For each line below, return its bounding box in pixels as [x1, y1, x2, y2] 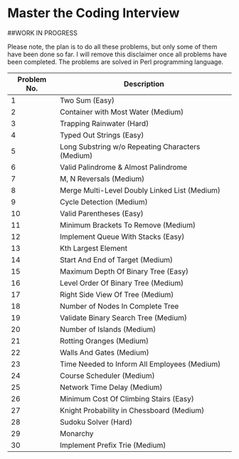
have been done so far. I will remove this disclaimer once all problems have [7, 50, 228, 58]
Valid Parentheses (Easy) [59, 208, 144, 218]
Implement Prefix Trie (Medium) [59, 440, 166, 450]
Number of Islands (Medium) [59, 324, 156, 334]
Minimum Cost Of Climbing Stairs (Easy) [59, 393, 194, 403]
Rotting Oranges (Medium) [59, 336, 149, 346]
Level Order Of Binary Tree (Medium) [59, 278, 184, 288]
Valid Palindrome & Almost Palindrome [59, 162, 188, 172]
